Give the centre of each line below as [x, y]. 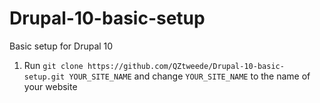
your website [50, 86]
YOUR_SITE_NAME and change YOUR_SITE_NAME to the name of [189, 76]
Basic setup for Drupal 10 [61, 46]
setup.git [44, 77]
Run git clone [53, 65]
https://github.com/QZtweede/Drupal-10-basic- [186, 66]
